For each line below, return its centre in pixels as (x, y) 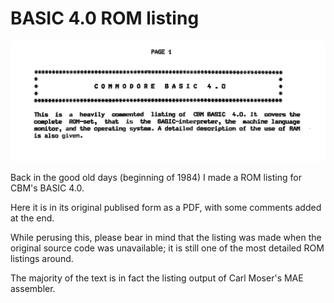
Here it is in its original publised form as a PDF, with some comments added (166, 207)
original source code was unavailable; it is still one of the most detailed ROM (167, 248)
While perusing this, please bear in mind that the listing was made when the (166, 237)
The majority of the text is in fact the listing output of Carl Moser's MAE (157, 278)
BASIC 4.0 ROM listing (105, 18)
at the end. (32, 218)
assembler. (33, 288)
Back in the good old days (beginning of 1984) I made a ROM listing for (156, 177)
